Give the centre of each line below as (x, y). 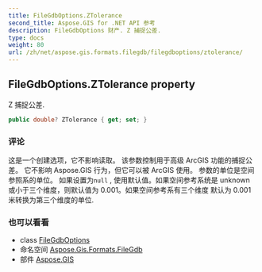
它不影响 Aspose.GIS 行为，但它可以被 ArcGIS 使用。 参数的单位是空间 (139, 170)
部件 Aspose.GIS (46, 259)
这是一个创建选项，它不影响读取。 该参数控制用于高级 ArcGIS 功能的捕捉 (127, 160)
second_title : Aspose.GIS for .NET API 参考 (82, 23)
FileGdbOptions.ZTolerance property (102, 84)
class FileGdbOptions (54, 240)
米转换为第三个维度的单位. (51, 200)
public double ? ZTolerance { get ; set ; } (78, 120)
